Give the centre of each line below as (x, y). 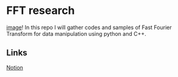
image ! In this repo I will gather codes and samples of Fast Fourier (89, 27)
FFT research (41, 11)
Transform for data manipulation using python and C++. (76, 33)
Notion (15, 67)
